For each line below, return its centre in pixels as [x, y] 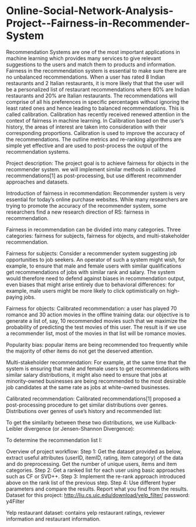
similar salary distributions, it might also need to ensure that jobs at [87, 374]
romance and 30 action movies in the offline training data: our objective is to [98, 315]
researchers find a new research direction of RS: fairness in [78, 212]
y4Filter [16, 501]
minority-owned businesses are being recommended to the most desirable [96, 381]
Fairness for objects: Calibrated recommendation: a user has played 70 [92, 308]
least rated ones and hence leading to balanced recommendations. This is [95, 108]
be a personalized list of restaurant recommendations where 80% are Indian [98, 89]
